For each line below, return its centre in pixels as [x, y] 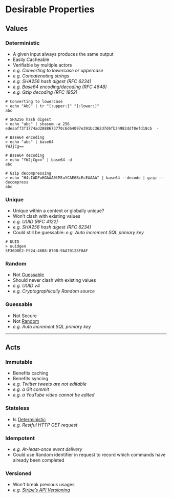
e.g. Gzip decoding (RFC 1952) [45, 92]
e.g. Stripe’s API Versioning [41, 490]
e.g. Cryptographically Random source [54, 291]
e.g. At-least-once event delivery [48, 449]
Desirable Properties [50, 9]
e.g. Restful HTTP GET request [45, 425]
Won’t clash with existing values [47, 216]
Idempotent [20, 438]
